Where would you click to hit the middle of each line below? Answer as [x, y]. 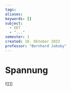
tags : [11, 10]
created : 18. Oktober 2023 [33, 42]
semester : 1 [17, 37]
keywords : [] [18, 19]
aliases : [14, 14]
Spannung [26, 70]
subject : [14, 23]
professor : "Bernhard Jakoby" [36, 46]
